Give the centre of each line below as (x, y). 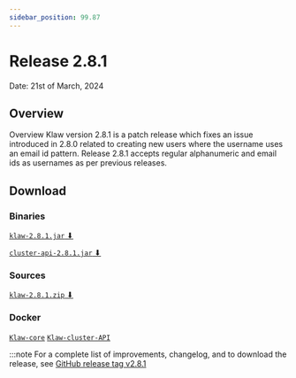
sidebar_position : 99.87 (55, 17)
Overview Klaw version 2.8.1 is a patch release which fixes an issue (131, 135)
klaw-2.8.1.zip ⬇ (41, 295)
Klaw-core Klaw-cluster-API (60, 337)
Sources (27, 275)
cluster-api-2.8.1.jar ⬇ (55, 252)
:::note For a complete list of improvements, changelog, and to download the (148, 354)
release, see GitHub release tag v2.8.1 (78, 363)
